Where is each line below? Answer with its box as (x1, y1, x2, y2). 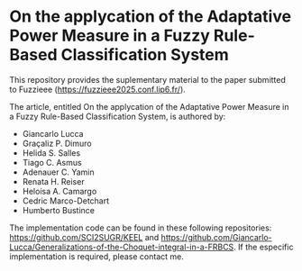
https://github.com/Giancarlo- (160, 231, 272, 242)
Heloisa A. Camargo (22, 185, 97, 196)
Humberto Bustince (22, 204, 95, 215)
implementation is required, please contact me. (9, 250, 185, 262)
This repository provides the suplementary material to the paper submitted (9, 74, 287, 85)
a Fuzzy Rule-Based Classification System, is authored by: (9, 111, 226, 122)
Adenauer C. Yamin (22, 167, 95, 177)
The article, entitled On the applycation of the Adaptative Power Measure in (9, 101, 289, 112)
